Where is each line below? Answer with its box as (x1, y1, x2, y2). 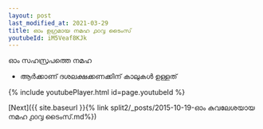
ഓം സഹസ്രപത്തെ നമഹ (8, 56, 92, 65)
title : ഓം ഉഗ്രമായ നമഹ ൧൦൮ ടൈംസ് (8, 26, 131, 34)
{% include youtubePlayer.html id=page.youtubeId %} (8, 88, 186, 97)
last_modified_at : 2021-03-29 (8, 19, 109, 27)
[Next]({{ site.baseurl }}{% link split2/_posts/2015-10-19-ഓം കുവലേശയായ (8, 103, 255, 112)
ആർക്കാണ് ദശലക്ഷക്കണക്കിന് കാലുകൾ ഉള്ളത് (19, 72, 178, 81)
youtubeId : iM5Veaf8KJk (8, 33, 88, 42)
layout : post (8, 11, 52, 20)
